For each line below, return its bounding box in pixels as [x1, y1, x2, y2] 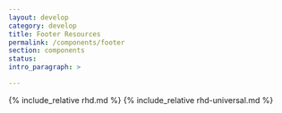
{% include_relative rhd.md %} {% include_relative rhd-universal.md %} [8, 94, 274, 105]
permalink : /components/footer [8, 37, 125, 47]
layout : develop [8, 12, 69, 22]
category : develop [8, 21, 77, 30]
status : [8, 54, 38, 63]
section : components [8, 46, 86, 55]
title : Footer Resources [8, 29, 101, 38]
